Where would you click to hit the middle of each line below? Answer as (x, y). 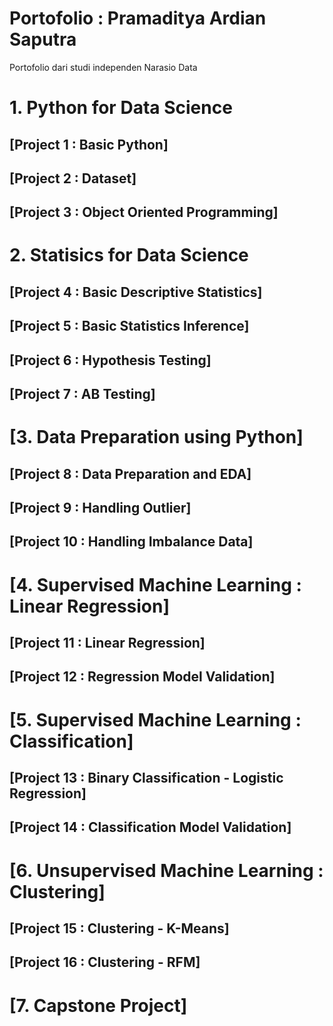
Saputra (43, 39)
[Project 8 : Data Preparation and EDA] (130, 473)
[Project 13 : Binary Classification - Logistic (146, 777)
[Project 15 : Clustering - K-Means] (119, 928)
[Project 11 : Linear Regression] (107, 642)
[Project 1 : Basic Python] (89, 144)
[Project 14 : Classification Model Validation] (150, 827)
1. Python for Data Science (121, 108)
